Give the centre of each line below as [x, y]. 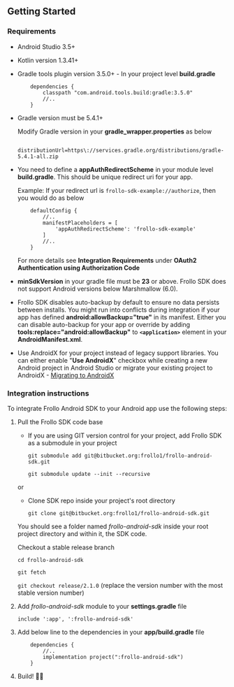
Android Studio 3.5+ [46, 46]
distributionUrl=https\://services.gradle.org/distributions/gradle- [121, 150]
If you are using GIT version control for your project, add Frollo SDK [125, 435]
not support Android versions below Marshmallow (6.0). [97, 289]
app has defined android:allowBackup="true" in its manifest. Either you [122, 317]
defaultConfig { [54, 210]
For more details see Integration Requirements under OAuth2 [107, 260]
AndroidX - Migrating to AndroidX [66, 375]
